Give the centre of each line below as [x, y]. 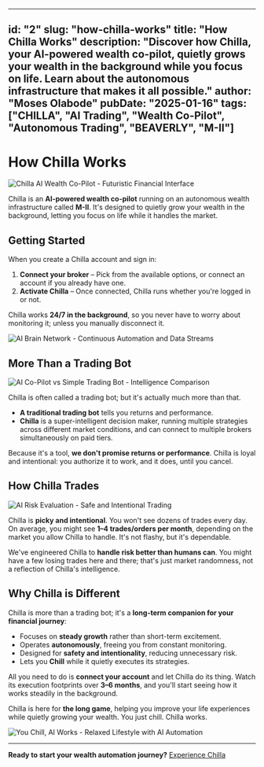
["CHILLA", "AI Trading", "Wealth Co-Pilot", [117, 116]
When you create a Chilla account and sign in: [82, 260]
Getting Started [47, 240]
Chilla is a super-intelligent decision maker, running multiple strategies [134, 421]
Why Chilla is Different [64, 594]
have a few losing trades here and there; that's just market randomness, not [131, 560]
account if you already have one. [73, 283]
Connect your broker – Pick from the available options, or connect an [132, 275]
